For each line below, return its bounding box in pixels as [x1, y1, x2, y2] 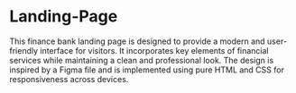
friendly [9, 45, 39, 55]
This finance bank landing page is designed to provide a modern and [9, 36, 265, 46]
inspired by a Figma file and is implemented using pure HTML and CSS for [9, 64, 284, 75]
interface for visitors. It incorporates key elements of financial [40, 45, 269, 55]
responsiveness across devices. [9, 73, 129, 84]
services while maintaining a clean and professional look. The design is [9, 55, 274, 65]
